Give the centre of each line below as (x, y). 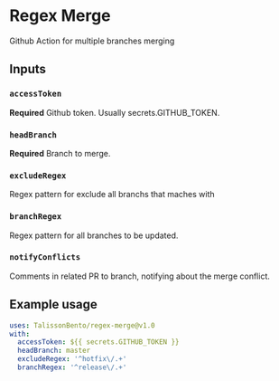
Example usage (53, 305)
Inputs (28, 69)
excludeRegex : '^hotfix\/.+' (72, 359)
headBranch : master (54, 351)
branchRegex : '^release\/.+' (72, 367)
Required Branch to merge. (60, 153)
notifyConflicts (45, 257)
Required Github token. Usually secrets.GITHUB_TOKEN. (115, 112)
